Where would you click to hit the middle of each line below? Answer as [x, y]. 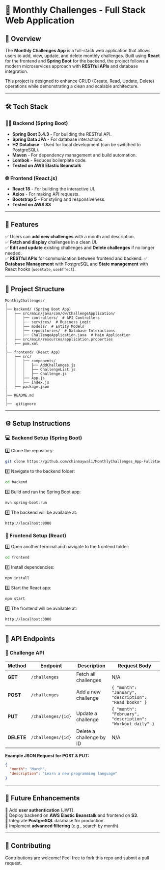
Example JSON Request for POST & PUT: [47, 755]
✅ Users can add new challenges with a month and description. [70, 236]
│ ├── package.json [27, 387]
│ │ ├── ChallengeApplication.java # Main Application [68, 335]
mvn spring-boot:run [26, 503]
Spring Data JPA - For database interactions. [58, 139]
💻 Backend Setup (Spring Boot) [44, 437]
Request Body [134, 665]
